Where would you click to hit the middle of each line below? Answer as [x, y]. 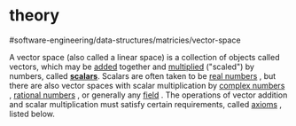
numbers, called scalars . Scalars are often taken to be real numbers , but [143, 75]
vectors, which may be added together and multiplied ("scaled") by [132, 67]
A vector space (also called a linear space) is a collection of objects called [144, 57]
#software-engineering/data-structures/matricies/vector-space [125, 40]
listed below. [32, 114]
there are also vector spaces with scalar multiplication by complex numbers [147, 85]
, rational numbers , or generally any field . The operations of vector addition [148, 95]
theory [35, 16]
